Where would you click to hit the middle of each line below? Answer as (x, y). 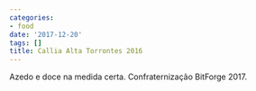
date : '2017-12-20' (46, 34)
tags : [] (26, 43)
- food (22, 26)
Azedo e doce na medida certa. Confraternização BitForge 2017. (128, 77)
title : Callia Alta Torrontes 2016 (76, 51)
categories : (32, 18)
